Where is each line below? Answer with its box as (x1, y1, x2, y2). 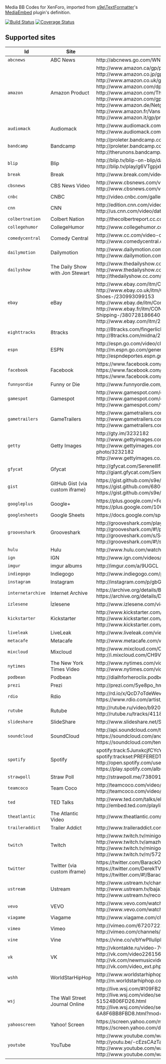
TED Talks (50, 798, 74, 805)
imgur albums (50, 562, 83, 569)
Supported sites (5, 33, 56, 42)
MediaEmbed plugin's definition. (5, 9, 71, 15)
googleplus (7, 501, 33, 507)
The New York (50, 659, 83, 666)
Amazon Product (50, 89, 89, 96)
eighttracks (7, 329, 36, 335)
